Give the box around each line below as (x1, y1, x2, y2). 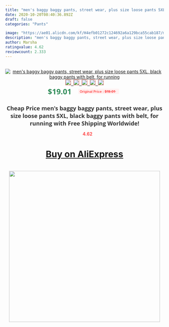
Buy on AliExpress (45, 149, 124, 160)
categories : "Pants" (5, 21, 49, 27)
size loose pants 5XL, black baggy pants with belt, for (10, 111, 159, 120)
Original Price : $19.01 (79, 89, 116, 94)
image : (5, 31, 19, 36)
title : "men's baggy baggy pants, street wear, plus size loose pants (5, 7, 156, 13)
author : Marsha (5, 40, 37, 45)
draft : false (5, 17, 33, 22)
